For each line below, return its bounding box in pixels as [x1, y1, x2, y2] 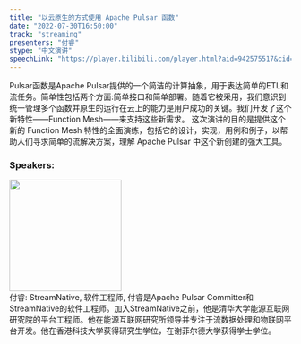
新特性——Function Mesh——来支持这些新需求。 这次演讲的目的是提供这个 [9, 113, 287, 124]
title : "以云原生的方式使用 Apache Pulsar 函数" [9, 13, 179, 22]
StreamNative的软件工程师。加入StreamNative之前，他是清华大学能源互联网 [9, 303, 290, 314]
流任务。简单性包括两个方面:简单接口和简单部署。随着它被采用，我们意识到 [9, 91, 287, 102]
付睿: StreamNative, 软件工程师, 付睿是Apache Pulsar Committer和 [9, 292, 254, 303]
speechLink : [9, 55, 54, 63]
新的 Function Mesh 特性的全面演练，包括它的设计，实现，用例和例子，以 [9, 125, 280, 135]
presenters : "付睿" [9, 38, 80, 47]
